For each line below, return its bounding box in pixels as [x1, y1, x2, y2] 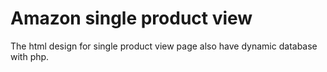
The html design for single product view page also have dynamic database [10, 40, 318, 52]
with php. [10, 50, 50, 62]
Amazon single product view [10, 7, 253, 30]
